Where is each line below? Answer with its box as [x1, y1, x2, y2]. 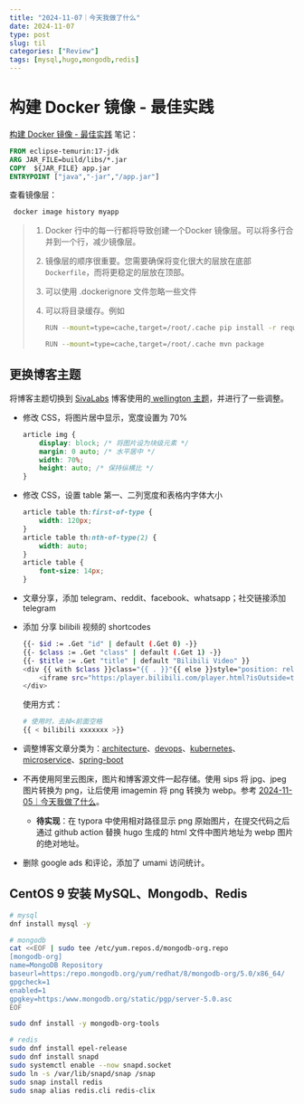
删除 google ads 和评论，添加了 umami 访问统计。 [22, 857, 210, 868]
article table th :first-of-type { [22, 508, 153, 517]
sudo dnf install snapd [9, 1052, 100, 1061]
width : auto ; [39, 541, 89, 550]
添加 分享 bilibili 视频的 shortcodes [22, 622, 151, 632]
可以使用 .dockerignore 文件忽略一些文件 [44, 286, 197, 297]
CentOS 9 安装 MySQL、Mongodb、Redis [9, 886, 248, 901]
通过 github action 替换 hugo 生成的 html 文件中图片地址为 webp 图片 [35, 827, 294, 837]
